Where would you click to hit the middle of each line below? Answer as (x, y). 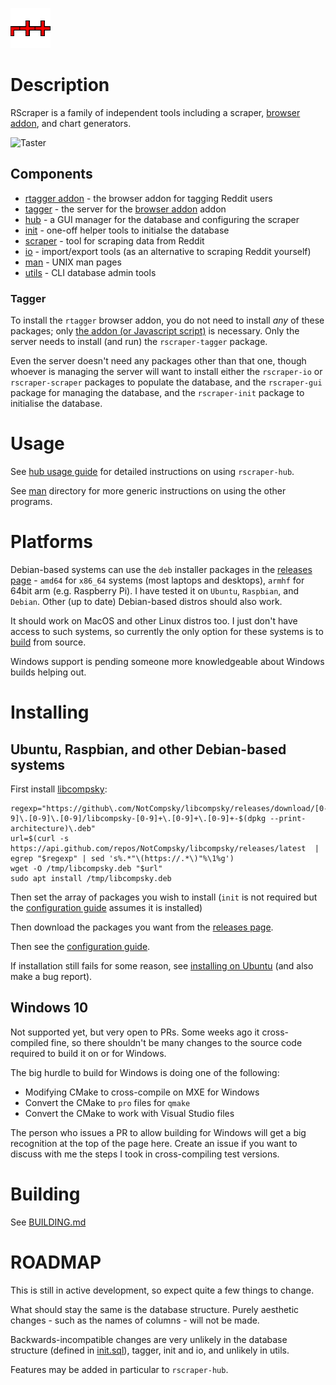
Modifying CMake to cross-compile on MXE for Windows (142, 1092)
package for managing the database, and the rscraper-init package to (157, 393)
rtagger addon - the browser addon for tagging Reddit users (148, 198)
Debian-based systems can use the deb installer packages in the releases (161, 569)
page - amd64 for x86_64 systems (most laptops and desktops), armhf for (157, 580)
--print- (288, 818)
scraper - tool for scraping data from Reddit (114, 240)
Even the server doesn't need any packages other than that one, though (158, 361)
